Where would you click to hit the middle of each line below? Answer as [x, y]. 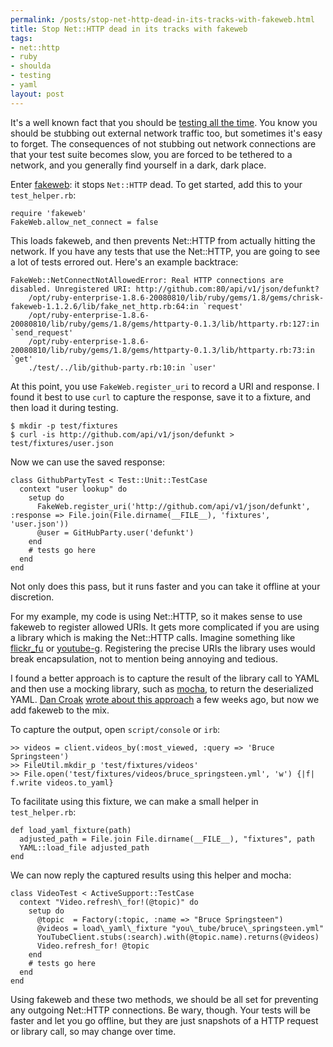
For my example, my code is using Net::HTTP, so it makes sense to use [156, 616]
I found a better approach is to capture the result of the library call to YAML [165, 678]
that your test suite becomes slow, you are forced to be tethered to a [151, 154]
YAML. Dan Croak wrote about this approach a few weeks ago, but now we [165, 699]
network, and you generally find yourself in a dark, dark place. [138, 165]
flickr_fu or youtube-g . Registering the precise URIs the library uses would [163, 648]
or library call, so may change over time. [93, 1031]
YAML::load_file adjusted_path [84, 847]
